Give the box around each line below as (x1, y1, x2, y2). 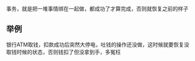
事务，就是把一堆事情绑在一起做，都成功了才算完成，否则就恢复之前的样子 (6, 5, 188, 12)
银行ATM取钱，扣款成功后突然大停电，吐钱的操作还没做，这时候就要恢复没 (6, 41, 190, 48)
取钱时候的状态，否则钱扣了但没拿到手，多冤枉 (6, 48, 121, 55)
